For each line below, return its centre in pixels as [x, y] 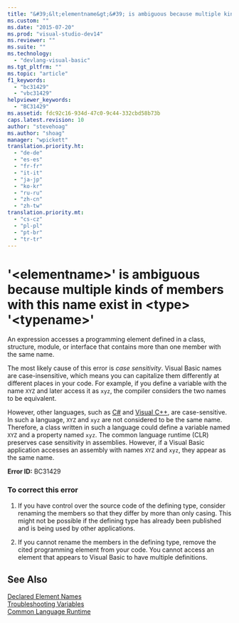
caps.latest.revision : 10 [46, 120]
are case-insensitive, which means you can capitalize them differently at [113, 376]
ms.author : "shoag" [36, 133]
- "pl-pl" [28, 226]
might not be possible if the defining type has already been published [119, 520]
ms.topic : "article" [38, 73]
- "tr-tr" [28, 239]
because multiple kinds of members [116, 289]
